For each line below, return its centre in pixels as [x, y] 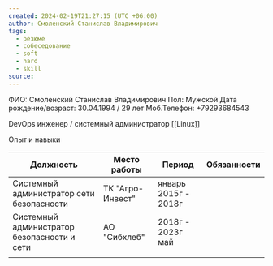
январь [172, 183]
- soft [27, 54]
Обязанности [233, 165]
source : [22, 76]
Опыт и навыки [35, 139]
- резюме [30, 39]
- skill [29, 69]
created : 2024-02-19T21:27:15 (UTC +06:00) [83, 16]
